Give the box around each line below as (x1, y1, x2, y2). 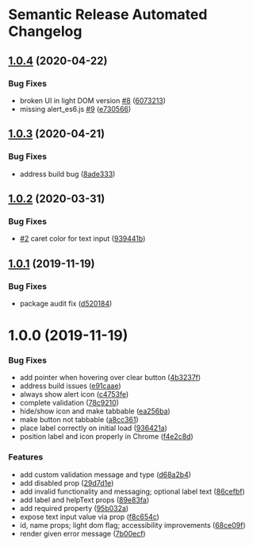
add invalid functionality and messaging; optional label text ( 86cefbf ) (19, 486, 246, 496)
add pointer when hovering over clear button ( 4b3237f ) (19, 373, 201, 383)
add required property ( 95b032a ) (19, 503, 129, 513)
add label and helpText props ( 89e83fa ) (19, 494, 149, 505)
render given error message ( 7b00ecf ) (19, 529, 146, 538)
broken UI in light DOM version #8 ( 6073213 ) (19, 95, 167, 105)
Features (8, 452, 44, 463)
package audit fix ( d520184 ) (19, 298, 113, 308)
